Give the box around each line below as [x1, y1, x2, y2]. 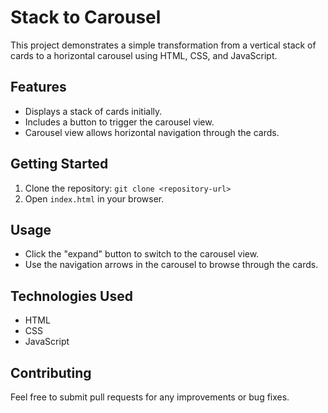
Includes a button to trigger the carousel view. [24, 116, 215, 128]
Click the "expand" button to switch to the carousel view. [24, 248, 260, 260]
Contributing [10, 364, 92, 381]
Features [10, 79, 67, 96]
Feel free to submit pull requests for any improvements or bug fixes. [10, 391, 290, 403]
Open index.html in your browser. [24, 192, 165, 205]
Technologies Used [10, 287, 133, 305]
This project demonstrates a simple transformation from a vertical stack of [10, 39, 317, 51]
